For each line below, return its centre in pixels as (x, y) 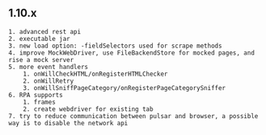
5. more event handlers (49, 67)
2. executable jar (39, 39)
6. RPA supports (36, 95)
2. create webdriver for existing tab (88, 109)
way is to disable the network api (68, 123)
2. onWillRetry (49, 81)
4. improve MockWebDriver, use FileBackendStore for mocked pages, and (131, 53)
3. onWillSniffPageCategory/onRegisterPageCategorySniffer (125, 88)
